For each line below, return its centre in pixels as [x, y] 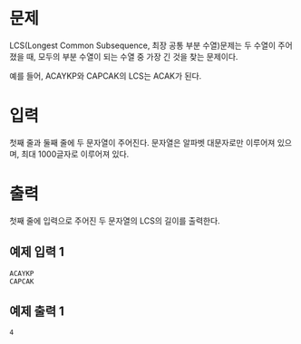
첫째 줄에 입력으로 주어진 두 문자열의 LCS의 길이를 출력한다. [115, 220]
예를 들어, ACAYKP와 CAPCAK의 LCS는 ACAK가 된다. [106, 76]
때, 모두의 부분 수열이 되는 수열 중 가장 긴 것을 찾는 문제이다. [132, 56]
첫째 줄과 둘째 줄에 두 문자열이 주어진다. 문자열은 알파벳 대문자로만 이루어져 [142, 142]
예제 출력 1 [37, 312]
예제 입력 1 [37, 252]
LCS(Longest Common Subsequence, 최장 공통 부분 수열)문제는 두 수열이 [143, 45]
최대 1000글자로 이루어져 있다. [75, 154]
